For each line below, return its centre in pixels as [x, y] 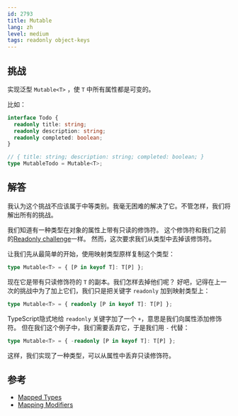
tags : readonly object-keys [49, 40]
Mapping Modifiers [45, 405]
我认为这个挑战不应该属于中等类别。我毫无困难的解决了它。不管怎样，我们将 [119, 206]
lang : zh [20, 27]
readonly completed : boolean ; [58, 138]
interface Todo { [33, 118]
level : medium [28, 34]
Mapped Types [40, 398]
